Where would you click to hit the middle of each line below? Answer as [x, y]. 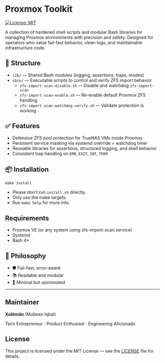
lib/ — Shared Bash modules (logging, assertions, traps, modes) [78, 75]
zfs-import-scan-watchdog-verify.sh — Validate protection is [82, 105]
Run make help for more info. [41, 203]
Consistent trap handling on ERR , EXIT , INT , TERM [60, 154]
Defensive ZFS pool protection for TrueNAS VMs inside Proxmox [77, 138]
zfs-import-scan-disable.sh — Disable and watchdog [74, 85]
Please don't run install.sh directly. [49, 192]
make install [18, 183]
